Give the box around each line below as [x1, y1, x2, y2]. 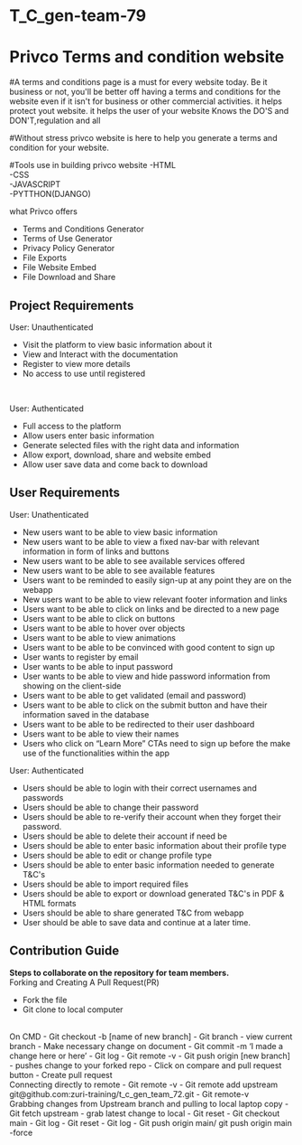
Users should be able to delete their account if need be [22, 831, 228, 841]
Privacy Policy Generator [22, 243, 115, 254]
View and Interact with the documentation [22, 349, 178, 360]
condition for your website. [9, 142, 110, 154]
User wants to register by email [22, 652, 139, 662]
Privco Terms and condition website [9, 47, 285, 68]
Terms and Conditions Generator [22, 223, 144, 235]
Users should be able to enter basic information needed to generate [22, 859, 275, 870]
